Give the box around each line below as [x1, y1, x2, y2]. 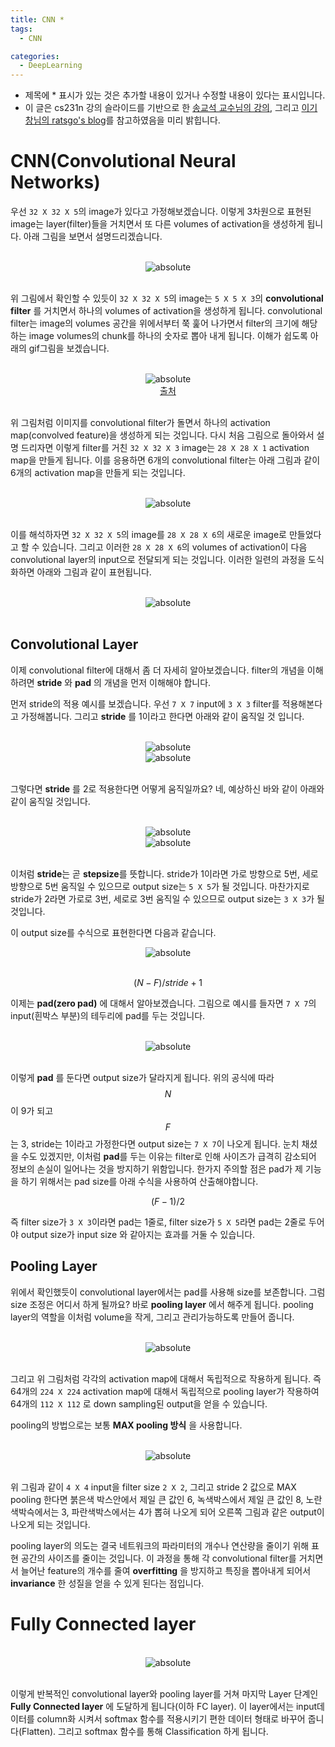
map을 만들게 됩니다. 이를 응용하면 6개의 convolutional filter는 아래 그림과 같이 [10, 454, 321, 466]
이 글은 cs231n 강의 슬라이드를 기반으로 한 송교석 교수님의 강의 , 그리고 [24, 102, 300, 114]
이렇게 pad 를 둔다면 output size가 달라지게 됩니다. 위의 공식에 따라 [10, 1071, 275, 1083]
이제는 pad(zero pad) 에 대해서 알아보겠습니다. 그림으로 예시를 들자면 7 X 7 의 [10, 997, 317, 1009]
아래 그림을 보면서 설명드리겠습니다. [23, 231, 163, 243]
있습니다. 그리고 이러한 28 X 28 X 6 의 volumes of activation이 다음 [41, 541, 308, 553]
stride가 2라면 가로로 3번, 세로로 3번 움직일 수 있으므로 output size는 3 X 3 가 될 [10, 892, 325, 905]
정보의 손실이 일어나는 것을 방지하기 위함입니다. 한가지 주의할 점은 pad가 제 [10, 1162, 303, 1175]
